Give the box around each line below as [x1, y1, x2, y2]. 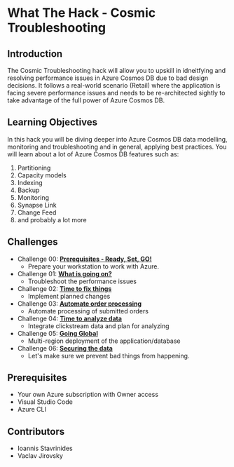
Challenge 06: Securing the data [17, 344, 113, 352]
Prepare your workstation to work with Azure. [27, 262, 160, 271]
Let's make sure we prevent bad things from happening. [27, 351, 190, 360]
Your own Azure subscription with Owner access [17, 391, 159, 399]
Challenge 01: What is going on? [17, 269, 112, 278]
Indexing [17, 178, 43, 187]
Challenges [7, 236, 58, 248]
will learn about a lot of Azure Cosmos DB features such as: [7, 149, 179, 158]
